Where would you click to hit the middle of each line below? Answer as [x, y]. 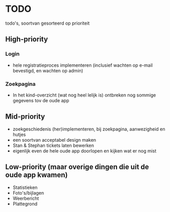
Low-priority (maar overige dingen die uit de [77, 167]
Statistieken [25, 187]
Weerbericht [26, 198]
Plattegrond [25, 204]
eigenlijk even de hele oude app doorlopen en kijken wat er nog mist [84, 151]
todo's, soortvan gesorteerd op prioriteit [47, 23]
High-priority [27, 39]
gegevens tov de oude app [41, 100]
